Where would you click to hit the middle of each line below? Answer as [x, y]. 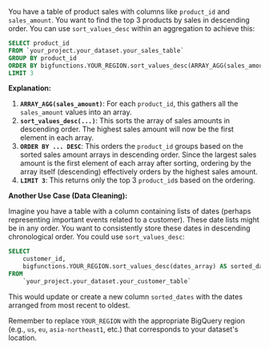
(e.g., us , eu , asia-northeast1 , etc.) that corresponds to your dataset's [123, 329]
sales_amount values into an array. [76, 112]
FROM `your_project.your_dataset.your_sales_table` [96, 50]
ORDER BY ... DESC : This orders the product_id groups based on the [132, 146]
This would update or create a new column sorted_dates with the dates [125, 296]
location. [23, 337]
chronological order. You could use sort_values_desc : [96, 237]
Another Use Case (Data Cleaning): [68, 196]
